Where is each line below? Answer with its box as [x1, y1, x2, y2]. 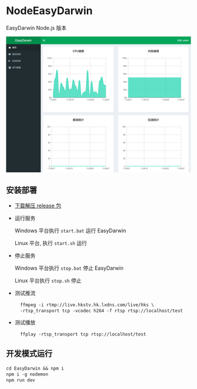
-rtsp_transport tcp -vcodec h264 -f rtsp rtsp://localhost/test [20, 307, 183, 314]
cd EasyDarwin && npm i [6, 365, 64, 371]
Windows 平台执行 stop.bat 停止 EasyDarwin [14, 264, 124, 271]
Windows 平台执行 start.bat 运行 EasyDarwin [14, 227, 127, 234]
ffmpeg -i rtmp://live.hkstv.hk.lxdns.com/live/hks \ [20, 301, 154, 308]
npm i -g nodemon [6, 371, 49, 377]
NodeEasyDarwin [6, 4, 93, 18]
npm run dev [6, 377, 35, 383]
